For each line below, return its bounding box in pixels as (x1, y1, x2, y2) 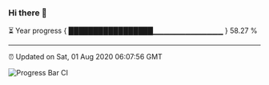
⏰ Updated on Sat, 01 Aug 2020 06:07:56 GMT (8, 52, 163, 62)
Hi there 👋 (8, 7, 48, 18)
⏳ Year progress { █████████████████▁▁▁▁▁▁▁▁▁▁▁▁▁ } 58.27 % (8, 26, 258, 35)
